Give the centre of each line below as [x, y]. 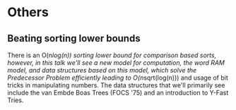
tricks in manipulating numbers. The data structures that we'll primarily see [116, 85]
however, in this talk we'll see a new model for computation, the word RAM [116, 63]
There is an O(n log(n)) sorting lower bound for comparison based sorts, [112, 55]
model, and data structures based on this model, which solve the [102, 70]
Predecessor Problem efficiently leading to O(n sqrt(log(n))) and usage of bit [118, 78]
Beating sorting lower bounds [74, 38]
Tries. [16, 100]
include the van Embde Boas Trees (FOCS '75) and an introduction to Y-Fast [118, 93]
